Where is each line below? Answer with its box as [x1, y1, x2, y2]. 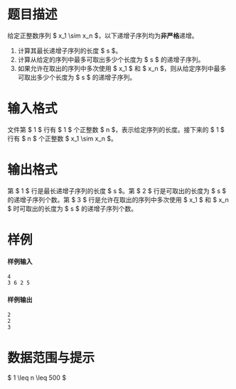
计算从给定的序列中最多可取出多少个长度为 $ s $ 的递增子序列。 [17, 55, 205, 64]
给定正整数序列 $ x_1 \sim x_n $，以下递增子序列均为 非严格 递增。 [7, 31, 198, 40]
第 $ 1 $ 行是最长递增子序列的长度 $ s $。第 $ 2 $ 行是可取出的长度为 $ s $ [7, 186, 226, 195]
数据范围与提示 [7, 349, 95, 366]
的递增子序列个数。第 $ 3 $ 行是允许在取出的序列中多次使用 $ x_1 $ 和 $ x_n [7, 195, 229, 204]
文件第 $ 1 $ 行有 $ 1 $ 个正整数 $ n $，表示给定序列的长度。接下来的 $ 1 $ [7, 125, 225, 133]
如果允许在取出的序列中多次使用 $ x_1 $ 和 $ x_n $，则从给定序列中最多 [17, 64, 227, 72]
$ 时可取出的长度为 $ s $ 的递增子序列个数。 [7, 204, 138, 213]
